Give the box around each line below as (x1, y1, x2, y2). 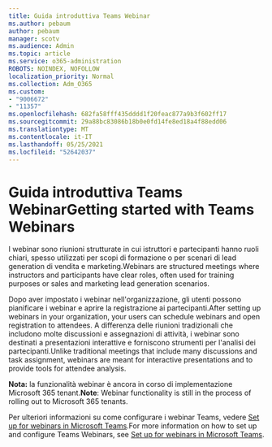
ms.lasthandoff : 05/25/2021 (8, 140, 104, 149)
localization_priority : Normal (8, 72, 114, 80)
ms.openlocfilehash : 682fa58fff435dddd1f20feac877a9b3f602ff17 (8, 111, 227, 119)
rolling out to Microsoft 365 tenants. (8, 397, 128, 406)
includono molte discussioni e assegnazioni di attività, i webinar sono (8, 329, 240, 339)
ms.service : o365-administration (8, 58, 122, 66)
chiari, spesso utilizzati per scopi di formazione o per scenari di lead (8, 253, 237, 263)
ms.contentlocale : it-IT (8, 132, 93, 141)
